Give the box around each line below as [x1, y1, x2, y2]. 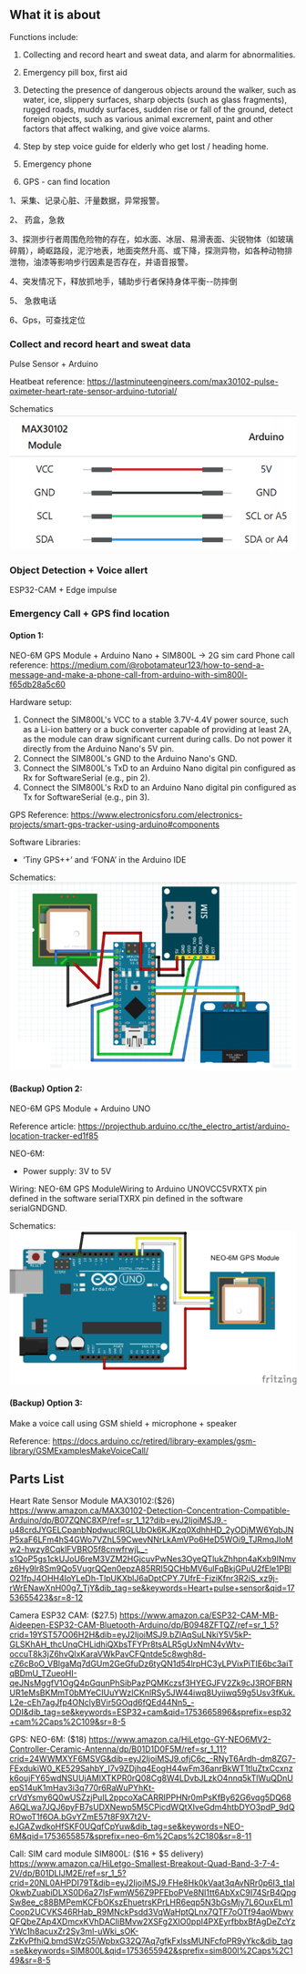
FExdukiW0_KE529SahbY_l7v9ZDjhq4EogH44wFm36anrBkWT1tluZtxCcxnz [9, 1763, 293, 1775]
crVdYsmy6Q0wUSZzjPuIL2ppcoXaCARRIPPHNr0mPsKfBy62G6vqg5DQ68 [9, 1792, 291, 1803]
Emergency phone [22, 159, 92, 169]
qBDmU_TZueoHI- [9, 1668, 77, 1679]
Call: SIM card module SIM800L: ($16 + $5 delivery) [9, 1848, 204, 1859]
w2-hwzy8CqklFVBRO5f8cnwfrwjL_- [9, 1544, 148, 1555]
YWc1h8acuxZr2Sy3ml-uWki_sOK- [9, 1926, 139, 1937]
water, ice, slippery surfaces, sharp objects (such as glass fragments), [22, 94, 287, 105]
